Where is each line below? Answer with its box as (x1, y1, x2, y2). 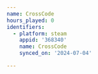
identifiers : (6, 23, 45, 30)
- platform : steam (13, 30, 68, 37)
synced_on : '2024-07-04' (19, 50, 92, 57)
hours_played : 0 (6, 17, 54, 24)
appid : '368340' (19, 37, 68, 44)
